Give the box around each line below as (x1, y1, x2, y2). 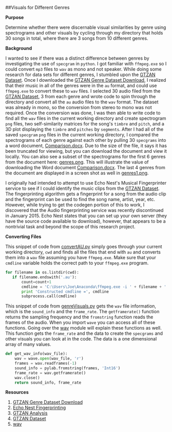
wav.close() (14, 375, 40, 380)
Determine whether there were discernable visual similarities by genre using (5, 24, 166, 30)
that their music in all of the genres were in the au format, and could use (5, 82, 158, 88)
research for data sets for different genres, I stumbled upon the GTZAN (5, 71, 156, 78)
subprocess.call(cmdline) (21, 294, 77, 299)
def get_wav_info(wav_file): (5, 351, 68, 356)
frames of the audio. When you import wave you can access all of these (5, 319, 156, 326)
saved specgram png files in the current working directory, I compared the (5, 132, 159, 138)
